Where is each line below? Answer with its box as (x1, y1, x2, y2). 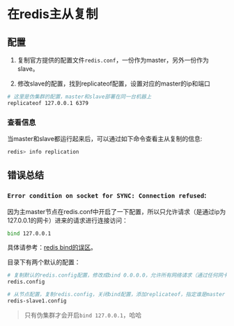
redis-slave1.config (7, 298, 68, 304)
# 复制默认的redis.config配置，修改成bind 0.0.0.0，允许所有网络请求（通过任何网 (7, 272, 224, 279)
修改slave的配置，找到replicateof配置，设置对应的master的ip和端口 (17, 79, 211, 88)
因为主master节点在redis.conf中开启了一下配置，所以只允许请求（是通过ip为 (7, 207, 226, 215)
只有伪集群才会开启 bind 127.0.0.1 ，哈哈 (24, 311, 142, 319)
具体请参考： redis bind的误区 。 (7, 243, 97, 252)
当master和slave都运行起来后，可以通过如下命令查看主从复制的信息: (7, 135, 203, 143)
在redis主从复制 (7, 6, 99, 22)
